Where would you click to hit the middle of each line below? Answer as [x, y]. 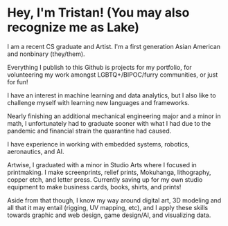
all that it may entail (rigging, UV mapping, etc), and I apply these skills [108, 207]
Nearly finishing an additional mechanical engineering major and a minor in [114, 116]
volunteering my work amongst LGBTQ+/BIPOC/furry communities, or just [113, 75]
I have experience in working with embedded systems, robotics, [98, 144]
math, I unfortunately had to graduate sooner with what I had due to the [109, 123]
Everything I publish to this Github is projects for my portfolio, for [99, 67]
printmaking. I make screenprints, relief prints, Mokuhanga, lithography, [109, 172]
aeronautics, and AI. [36, 151]
